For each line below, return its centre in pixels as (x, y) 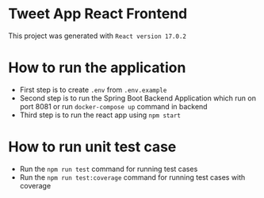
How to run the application (97, 68)
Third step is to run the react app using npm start (100, 115)
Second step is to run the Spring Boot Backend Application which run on (138, 98)
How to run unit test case (92, 147)
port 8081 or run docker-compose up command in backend (113, 106)
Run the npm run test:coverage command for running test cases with (132, 177)
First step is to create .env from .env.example (93, 89)
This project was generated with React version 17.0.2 (98, 36)
